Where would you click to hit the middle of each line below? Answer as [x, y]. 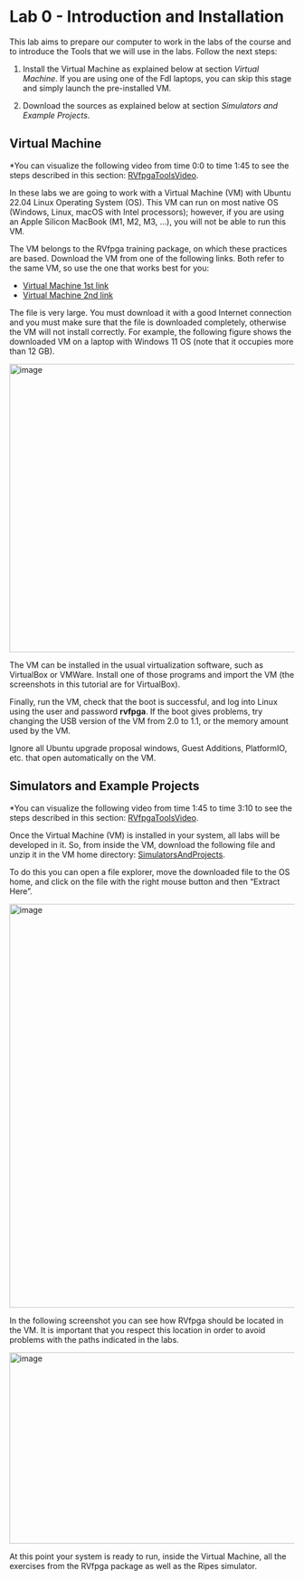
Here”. [21, 891]
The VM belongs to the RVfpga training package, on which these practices [148, 248]
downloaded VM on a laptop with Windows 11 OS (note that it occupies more [152, 341]
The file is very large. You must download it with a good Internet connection [151, 312]
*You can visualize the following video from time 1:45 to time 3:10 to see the [151, 808]
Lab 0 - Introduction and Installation [147, 17]
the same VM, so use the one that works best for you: [109, 268]
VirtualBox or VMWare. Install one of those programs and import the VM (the [152, 674]
